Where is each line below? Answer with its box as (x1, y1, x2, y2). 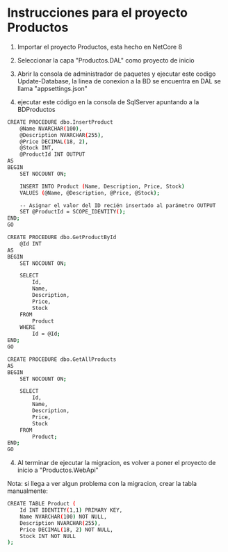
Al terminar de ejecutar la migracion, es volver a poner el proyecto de (17, 459, 216, 467)
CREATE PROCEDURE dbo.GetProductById (7, 234, 117, 241)
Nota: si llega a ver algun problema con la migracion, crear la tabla (7, 480, 197, 488)
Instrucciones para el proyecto (7, 5, 188, 21)
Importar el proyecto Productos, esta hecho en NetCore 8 (17, 42, 183, 51)
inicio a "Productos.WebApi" (17, 466, 99, 474)
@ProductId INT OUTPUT (19, 151, 85, 158)
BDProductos (17, 105, 56, 113)
